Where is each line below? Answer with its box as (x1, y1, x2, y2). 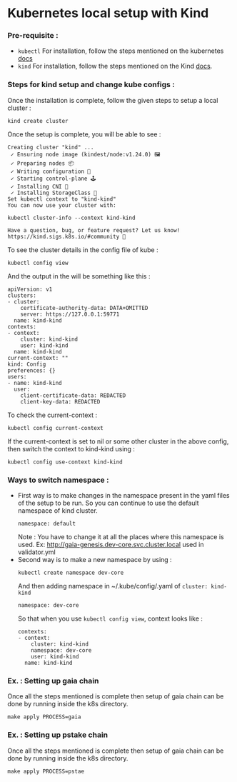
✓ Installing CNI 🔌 (10, 183, 69, 190)
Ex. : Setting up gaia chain (7, 676, 99, 686)
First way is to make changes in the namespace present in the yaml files (17, 491, 230, 500)
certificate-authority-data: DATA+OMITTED (20, 304, 148, 311)
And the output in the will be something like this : (7, 271, 151, 280)
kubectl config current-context (7, 424, 104, 431)
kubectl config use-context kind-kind (7, 458, 123, 466)
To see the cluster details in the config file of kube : (7, 245, 158, 254)
